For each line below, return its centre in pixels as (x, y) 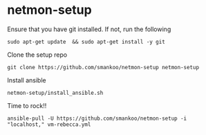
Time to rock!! (27, 105)
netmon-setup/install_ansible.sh (55, 93)
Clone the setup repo (37, 55)
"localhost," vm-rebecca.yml (49, 124)
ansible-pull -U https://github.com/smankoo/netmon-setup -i (97, 118)
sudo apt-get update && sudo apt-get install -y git (86, 42)
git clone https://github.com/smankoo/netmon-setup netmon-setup (103, 67)
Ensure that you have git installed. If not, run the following (89, 29)
